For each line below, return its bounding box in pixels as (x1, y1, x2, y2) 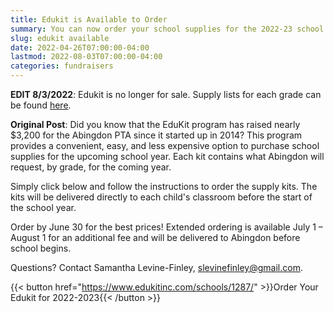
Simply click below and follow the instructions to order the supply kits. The (10, 181, 318, 192)
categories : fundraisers (10, 61, 114, 71)
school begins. (10, 242, 72, 254)
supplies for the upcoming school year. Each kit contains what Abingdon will (10, 151, 325, 162)
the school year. (10, 202, 77, 213)
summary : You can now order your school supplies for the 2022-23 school (10, 24, 325, 34)
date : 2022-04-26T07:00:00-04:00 (10, 42, 150, 53)
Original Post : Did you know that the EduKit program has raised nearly (10, 119, 301, 130)
